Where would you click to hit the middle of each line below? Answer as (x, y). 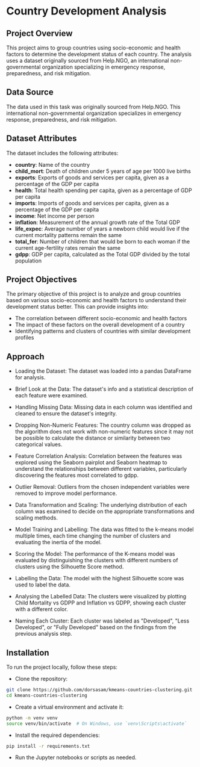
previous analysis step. (43, 634)
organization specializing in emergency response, (104, 67)
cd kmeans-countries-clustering (47, 695)
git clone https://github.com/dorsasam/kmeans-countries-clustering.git (99, 690)
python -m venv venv (32, 718)
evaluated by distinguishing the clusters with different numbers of (96, 560)
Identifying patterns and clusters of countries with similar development (103, 331)
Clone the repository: (41, 679)
